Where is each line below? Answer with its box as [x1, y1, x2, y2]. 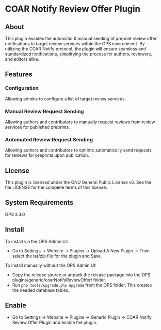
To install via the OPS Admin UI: [5, 238, 68, 244]
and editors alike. [5, 56, 40, 62]
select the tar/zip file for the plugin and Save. [12, 253, 102, 259]
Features [5, 70, 32, 79]
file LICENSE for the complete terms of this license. [5, 184, 108, 190]
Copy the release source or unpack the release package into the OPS [12, 272, 151, 278]
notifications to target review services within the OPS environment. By [5, 41, 145, 47]
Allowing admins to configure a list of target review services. [5, 96, 126, 101]
